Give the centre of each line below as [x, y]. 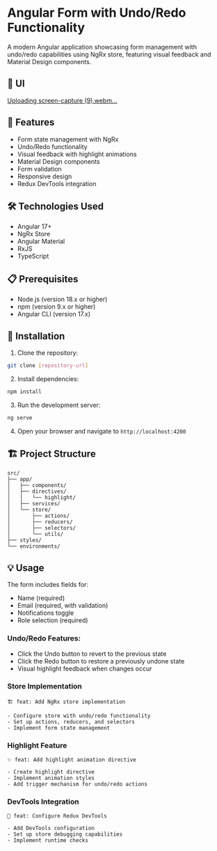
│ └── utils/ [35, 535]
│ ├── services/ [34, 504]
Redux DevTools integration [57, 183]
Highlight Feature [37, 745]
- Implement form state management [59, 728]
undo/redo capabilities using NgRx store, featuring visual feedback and [109, 54]
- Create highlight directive [51, 772]
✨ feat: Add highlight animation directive [72, 760]
